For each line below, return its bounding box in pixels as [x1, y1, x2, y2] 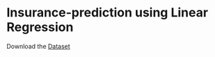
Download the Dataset [6, 42, 70, 50]
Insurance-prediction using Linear [6, 5, 209, 21]
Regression [6, 19, 74, 35]
